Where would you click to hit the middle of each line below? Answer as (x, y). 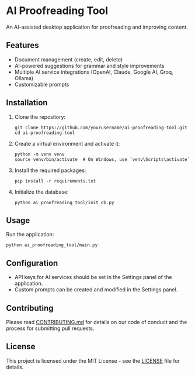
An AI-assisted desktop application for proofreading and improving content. (97, 27)
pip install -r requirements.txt (55, 181)
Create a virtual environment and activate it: (67, 143)
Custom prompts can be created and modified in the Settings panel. (96, 290)
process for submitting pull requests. (50, 328)
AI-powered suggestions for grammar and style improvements (89, 66)
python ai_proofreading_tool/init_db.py (64, 202)
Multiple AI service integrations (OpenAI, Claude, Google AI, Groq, (94, 72)
